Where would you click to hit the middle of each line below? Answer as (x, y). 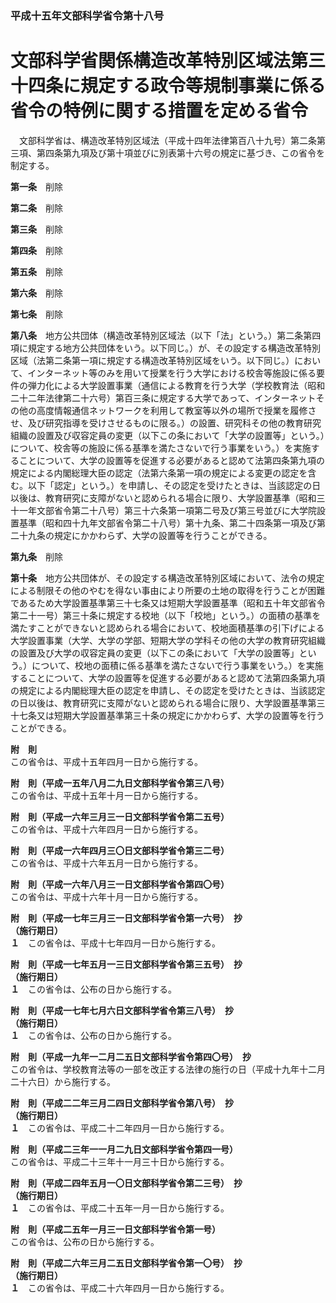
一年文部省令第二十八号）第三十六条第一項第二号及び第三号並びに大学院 (167, 510)
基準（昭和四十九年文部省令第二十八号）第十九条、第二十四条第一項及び (167, 523)
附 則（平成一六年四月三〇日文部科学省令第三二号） (120, 850)
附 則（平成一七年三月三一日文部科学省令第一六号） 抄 (126, 918)
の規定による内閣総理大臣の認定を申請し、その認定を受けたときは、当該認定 (168, 690)
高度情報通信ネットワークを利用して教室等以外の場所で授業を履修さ (176, 410)
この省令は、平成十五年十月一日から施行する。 (106, 795)
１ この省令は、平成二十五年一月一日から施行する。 (120, 1208)
